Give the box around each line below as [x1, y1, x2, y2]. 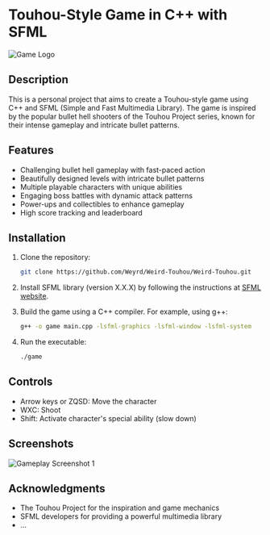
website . [19, 291, 49, 301]
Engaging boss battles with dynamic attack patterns [19, 190, 193, 200]
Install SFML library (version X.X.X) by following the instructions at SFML [19, 282, 262, 292]
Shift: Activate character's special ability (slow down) [19, 413, 197, 423]
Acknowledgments [8, 482, 106, 495]
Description [8, 73, 69, 86]
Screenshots [8, 437, 74, 451]
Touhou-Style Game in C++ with [8, 6, 228, 24]
